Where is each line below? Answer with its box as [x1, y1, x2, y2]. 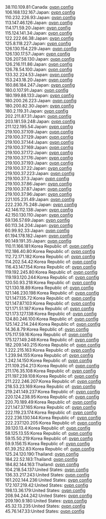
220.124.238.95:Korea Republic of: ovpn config [5, 394, 100, 400]
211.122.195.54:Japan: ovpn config [5, 124, 73, 129]
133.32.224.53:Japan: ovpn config [5, 72, 74, 77]
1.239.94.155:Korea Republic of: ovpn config [5, 352, 93, 358]
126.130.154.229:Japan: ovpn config [5, 46, 77, 51]
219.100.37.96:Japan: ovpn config [5, 191, 72, 197]
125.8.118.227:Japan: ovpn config [5, 41, 71, 46]
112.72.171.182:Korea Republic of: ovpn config [5, 254, 95, 259]
